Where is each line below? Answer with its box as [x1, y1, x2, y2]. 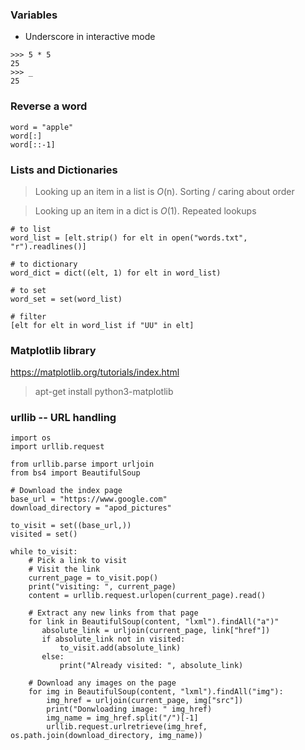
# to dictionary [10, 259, 78, 269]
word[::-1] [10, 139, 56, 150]
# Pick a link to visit [28, 556, 128, 566]
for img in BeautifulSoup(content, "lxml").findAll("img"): [28, 687, 284, 697]
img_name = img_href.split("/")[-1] [46, 713, 199, 723]
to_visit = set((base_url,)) [10, 521, 132, 531]
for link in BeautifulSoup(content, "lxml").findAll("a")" [28, 617, 280, 627]
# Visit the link [28, 564, 101, 575]
